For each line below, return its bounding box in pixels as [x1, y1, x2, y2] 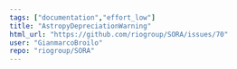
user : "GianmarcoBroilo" [9, 38, 103, 47]
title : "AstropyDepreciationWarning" [9, 22, 152, 30]
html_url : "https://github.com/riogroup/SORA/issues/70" [9, 30, 229, 39]
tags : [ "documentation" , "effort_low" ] [9, 13, 156, 22]
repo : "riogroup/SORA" [9, 47, 95, 56]
